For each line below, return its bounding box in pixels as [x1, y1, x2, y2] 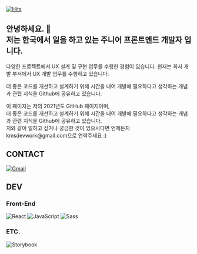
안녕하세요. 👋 [6, 24, 51, 34]
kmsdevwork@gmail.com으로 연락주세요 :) [6, 132, 107, 139]
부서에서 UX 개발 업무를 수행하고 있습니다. [12, 70, 109, 77]
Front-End [6, 199, 36, 208]
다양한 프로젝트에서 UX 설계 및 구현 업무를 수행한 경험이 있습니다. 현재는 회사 [6, 62, 183, 70]
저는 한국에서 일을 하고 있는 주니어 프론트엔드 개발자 [6, 35, 183, 45]
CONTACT [6, 149, 45, 159]
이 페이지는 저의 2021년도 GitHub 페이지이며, [6, 102, 110, 109]
